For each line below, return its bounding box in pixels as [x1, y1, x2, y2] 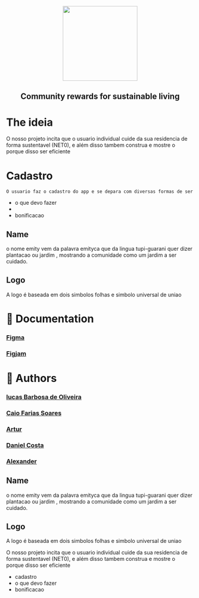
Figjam [6, 349, 27, 357]
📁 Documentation [6, 312, 94, 326]
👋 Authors [6, 372, 57, 385]
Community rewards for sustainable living [20, 92, 180, 102]
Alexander [6, 457, 37, 465]
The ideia [6, 116, 54, 129]
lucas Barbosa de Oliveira [6, 393, 82, 401]
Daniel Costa [6, 441, 44, 449]
